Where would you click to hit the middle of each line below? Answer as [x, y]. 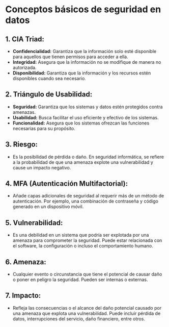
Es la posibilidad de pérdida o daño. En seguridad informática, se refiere [88, 157]
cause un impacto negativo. [42, 167]
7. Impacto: [23, 296]
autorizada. [24, 68]
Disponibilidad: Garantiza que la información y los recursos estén [82, 73]
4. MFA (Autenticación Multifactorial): [67, 184]
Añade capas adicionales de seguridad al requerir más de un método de [88, 196]
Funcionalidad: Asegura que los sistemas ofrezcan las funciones [81, 123]
